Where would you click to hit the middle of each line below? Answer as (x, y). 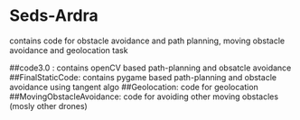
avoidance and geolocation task (69, 50)
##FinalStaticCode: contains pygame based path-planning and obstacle (143, 77)
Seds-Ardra (54, 16)
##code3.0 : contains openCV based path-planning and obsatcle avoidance (150, 68)
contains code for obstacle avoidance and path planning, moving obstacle (147, 41)
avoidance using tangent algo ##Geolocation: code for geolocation (134, 87)
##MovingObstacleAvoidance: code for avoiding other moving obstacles (144, 97)
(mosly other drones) (48, 106)
